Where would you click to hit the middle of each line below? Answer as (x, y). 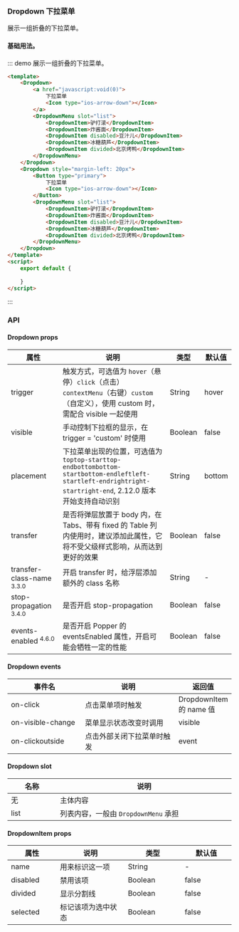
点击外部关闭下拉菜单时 (124, 736)
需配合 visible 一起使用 (101, 414)
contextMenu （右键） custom (108, 392)
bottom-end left (106, 474)
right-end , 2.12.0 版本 (118, 491)
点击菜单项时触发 (113, 705)
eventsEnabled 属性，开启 (106, 637)
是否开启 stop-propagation (108, 605)
